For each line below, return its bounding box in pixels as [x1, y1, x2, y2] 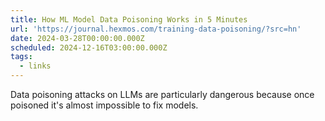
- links [19, 61, 52, 71]
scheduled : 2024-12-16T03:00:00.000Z [10, 42, 168, 53]
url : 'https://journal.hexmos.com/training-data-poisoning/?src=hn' [10, 24, 302, 34]
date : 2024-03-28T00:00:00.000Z [10, 33, 145, 43]
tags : [10, 52, 33, 62]
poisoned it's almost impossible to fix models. [10, 99, 199, 111]
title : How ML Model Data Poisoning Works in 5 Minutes [10, 14, 248, 25]
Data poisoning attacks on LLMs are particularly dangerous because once [10, 89, 315, 100]
